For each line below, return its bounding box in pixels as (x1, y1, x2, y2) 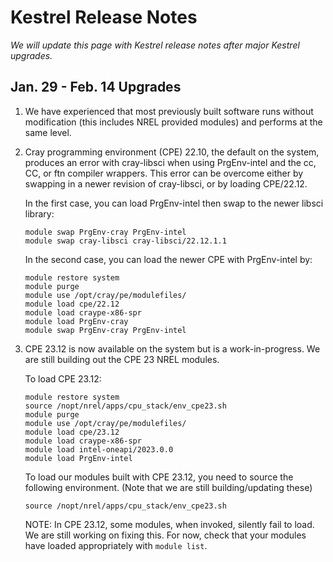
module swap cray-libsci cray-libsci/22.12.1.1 (24, 236, 227, 246)
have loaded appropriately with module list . (24, 539, 208, 551)
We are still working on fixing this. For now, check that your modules (24, 529, 307, 541)
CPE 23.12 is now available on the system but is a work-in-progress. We (24, 342, 321, 355)
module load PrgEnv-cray (24, 316, 129, 326)
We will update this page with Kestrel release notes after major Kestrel (10, 39, 300, 51)
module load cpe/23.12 (24, 427, 120, 437)
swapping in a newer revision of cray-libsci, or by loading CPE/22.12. (24, 177, 308, 190)
